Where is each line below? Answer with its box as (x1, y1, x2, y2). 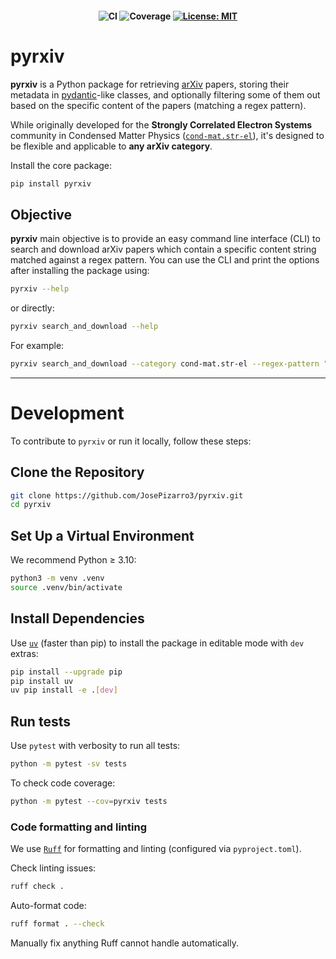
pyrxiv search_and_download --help (10, 322, 159, 332)
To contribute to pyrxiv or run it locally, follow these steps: (10, 435, 252, 447)
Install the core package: (10, 159, 113, 171)
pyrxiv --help (10, 284, 70, 294)
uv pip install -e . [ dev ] (10, 685, 118, 696)
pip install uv (10, 676, 74, 686)
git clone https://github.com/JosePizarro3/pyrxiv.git (10, 490, 244, 501)
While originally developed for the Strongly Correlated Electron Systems (10, 118, 313, 131)
